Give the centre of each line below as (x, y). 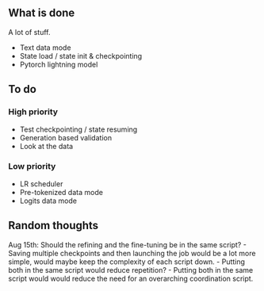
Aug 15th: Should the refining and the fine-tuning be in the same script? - (128, 244)
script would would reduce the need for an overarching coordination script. (131, 278)
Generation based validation (66, 137)
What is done (42, 13)
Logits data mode (48, 201)
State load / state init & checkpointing (81, 56)
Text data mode (45, 48)
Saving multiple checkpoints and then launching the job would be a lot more (132, 253)
